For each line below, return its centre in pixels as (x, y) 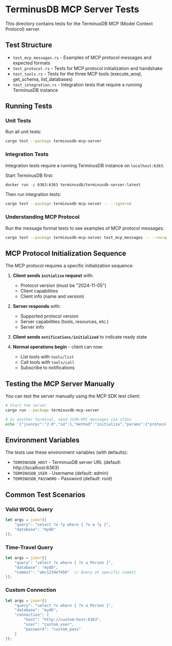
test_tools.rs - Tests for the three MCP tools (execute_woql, (77, 74)
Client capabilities (39, 291)
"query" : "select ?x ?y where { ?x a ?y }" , (63, 525)
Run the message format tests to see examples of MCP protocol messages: (85, 228)
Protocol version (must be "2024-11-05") (63, 285)
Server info (32, 327)
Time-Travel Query (29, 547)
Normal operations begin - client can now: (58, 347)
